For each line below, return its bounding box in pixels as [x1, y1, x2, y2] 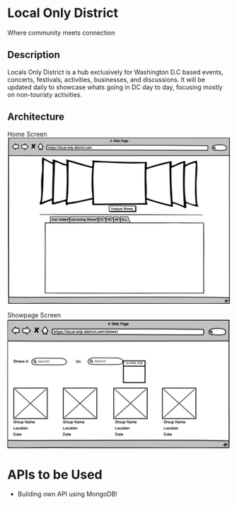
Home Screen [7, 130, 47, 138]
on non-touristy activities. [7, 90, 83, 98]
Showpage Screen [7, 311, 62, 319]
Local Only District [7, 5, 119, 21]
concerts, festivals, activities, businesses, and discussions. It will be [7, 75, 206, 84]
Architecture [7, 111, 65, 123]
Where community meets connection [7, 28, 115, 37]
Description [7, 49, 60, 61]
